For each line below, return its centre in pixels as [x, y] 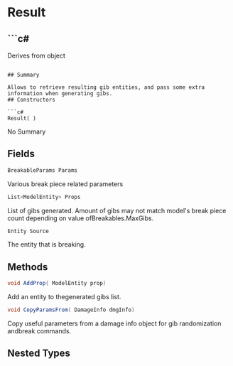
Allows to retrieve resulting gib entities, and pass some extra [106, 87]
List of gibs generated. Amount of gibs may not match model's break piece [117, 210]
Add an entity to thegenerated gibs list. [64, 297]
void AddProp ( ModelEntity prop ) [57, 284]
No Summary [27, 131]
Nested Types [39, 354]
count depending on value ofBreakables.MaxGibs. [81, 218]
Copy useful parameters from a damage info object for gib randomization [114, 323]
